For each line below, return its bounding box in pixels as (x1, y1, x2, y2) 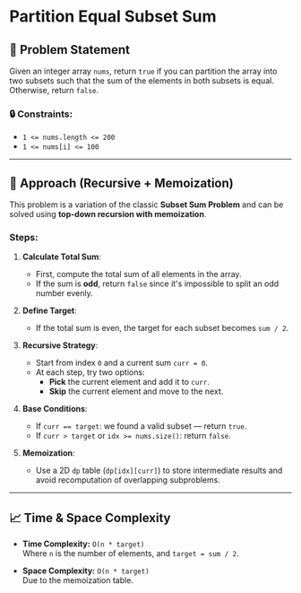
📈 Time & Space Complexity (9, 510, 171, 526)
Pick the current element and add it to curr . (48, 377, 211, 388)
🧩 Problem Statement (9, 42, 131, 57)
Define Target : (21, 305, 78, 316)
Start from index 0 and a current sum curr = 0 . (35, 357, 209, 369)
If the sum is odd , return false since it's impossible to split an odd (35, 278, 279, 289)
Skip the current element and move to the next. (48, 386, 224, 397)
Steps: (9, 231, 39, 244)
